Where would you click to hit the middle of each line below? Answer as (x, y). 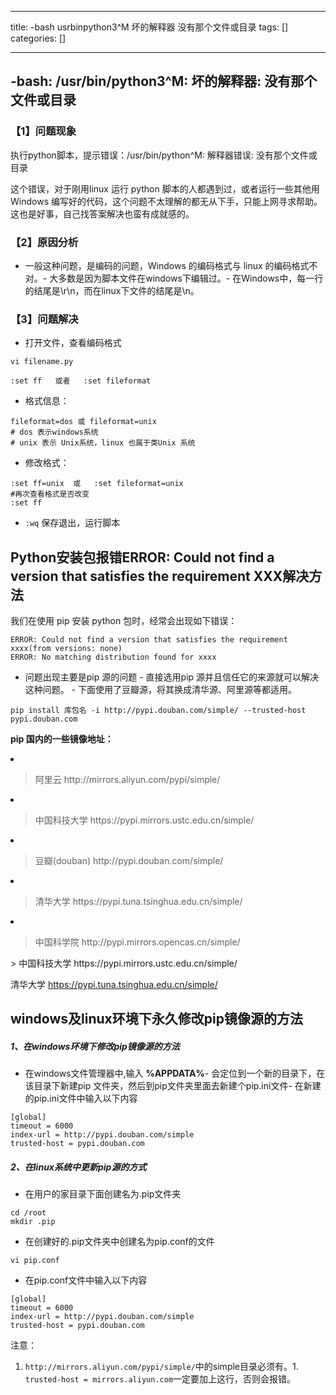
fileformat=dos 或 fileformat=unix (83, 422)
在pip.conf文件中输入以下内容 (86, 1280)
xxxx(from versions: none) (66, 649)
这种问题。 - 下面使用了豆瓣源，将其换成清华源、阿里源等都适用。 (161, 690)
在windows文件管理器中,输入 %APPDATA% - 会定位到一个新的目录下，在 (175, 1073)
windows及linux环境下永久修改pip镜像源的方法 (156, 1019)
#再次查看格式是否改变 (50, 494)
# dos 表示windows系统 (54, 432)
